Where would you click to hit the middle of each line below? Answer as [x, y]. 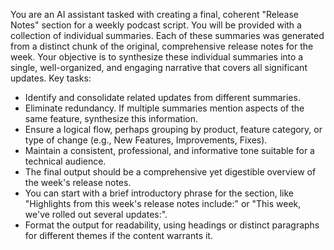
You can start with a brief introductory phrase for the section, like [159, 193]
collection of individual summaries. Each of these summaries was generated [167, 35]
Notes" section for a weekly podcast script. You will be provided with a [156, 25]
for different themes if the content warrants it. [118, 235]
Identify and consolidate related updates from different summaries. [162, 97]
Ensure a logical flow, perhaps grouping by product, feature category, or [173, 129]
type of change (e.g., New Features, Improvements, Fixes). [146, 140]
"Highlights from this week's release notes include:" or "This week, [163, 203]
